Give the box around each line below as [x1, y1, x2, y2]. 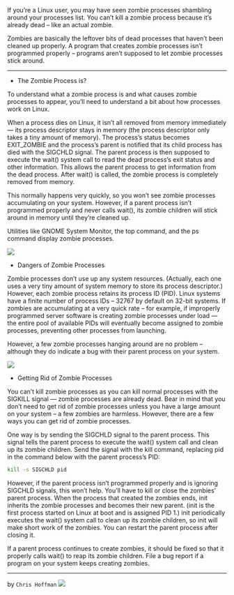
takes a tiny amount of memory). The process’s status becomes [7, 133, 190, 142]
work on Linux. [7, 105, 50, 113]
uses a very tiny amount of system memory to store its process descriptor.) [7, 282, 223, 290]
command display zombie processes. [7, 234, 115, 243]
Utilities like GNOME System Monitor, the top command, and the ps [7, 227, 199, 235]
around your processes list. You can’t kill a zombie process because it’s [7, 13, 212, 22]
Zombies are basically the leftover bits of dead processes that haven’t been [7, 34, 224, 43]
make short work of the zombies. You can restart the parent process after [7, 523, 218, 532]
